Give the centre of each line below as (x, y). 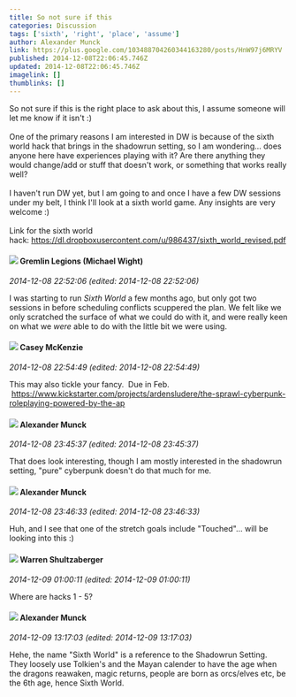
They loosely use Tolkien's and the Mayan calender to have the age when (143, 663)
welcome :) (30, 211)
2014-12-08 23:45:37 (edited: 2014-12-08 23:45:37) (104, 444)
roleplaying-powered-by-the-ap (67, 403)
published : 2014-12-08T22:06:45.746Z (79, 58)
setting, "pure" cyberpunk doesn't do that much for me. (110, 471)
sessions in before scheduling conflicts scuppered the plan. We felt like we (145, 307)
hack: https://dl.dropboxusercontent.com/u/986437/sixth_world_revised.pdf (148, 240)
